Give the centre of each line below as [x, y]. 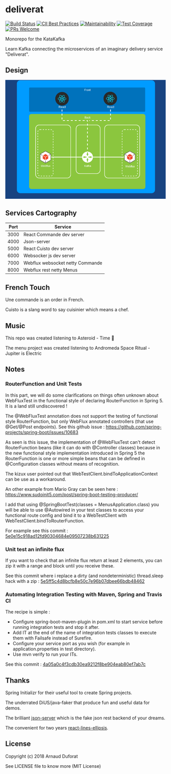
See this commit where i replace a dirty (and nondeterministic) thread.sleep [84, 576]
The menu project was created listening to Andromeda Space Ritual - [78, 348]
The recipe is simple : [28, 612]
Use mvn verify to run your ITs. [45, 654]
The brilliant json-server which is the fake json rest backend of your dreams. [85, 718]
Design [17, 70]
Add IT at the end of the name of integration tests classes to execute [84, 633]
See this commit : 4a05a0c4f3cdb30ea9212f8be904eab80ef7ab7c [76, 664]
